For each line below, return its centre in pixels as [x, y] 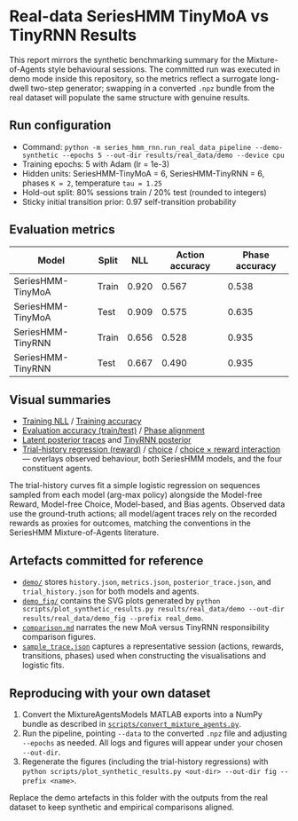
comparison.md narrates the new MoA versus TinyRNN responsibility [145, 628]
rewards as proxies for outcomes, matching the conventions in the [130, 523]
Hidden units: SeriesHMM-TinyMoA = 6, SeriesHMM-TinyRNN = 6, [143, 173]
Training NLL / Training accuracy [82, 421]
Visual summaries [60, 400]
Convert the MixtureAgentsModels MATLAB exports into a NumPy [142, 714]
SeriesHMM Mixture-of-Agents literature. [84, 533]
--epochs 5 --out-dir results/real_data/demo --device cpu [173, 155]
